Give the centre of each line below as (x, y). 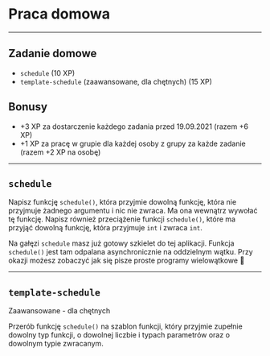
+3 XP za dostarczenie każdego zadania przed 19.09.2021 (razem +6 (134, 126)
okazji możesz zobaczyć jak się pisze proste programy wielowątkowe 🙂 (127, 261)
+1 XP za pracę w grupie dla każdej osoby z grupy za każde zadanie (133, 143)
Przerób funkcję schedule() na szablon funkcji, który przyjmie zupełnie (125, 326)
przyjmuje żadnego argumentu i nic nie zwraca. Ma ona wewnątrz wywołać (133, 211)
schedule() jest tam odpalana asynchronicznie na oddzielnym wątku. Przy (131, 252)
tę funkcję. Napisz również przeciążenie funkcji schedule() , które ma (122, 219)
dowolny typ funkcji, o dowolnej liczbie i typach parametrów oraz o (119, 335)
